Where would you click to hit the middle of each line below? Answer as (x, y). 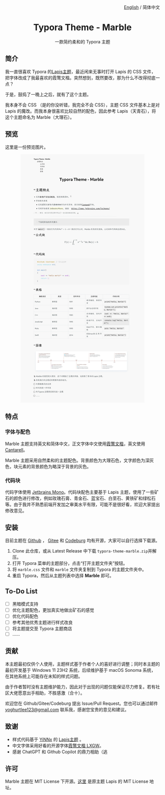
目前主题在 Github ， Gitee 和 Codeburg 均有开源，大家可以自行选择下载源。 (82, 540)
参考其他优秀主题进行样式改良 (42, 622)
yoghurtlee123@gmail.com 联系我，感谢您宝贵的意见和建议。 (67, 709)
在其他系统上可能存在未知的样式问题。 (44, 676)
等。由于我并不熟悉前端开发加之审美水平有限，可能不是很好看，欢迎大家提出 (82, 504)
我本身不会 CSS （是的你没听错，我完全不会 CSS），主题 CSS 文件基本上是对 (82, 104)
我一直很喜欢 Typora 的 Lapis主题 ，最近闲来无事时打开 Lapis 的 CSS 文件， (81, 71)
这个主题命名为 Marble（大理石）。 (40, 117)
